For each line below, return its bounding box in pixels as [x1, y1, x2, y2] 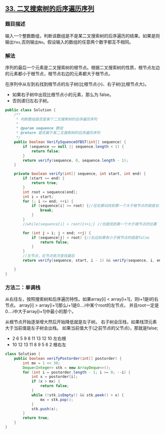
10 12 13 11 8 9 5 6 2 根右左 [12, 341, 66, 348]
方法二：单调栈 [5, 284, 41, 291]
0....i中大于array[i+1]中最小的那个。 [5, 309, 76, 314]
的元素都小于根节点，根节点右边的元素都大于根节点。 [5, 70, 113, 76]
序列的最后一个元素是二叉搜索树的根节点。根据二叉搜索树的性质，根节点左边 [5, 64, 160, 70]
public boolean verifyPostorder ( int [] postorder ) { [14, 356, 122, 361]
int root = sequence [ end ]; [23, 189, 78, 194]
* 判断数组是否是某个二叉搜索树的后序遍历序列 [16, 117, 97, 122]
